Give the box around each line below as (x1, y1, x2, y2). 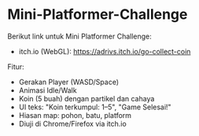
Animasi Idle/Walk (18, 85, 77, 95)
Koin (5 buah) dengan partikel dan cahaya (18, 94, 155, 103)
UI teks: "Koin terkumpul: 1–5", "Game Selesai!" (18, 102, 171, 112)
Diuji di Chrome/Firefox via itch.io (18, 119, 127, 128)
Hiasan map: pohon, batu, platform (18, 110, 131, 119)
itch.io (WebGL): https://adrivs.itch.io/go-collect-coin (18, 46, 191, 56)
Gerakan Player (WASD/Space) (18, 77, 120, 86)
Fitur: (7, 61, 24, 72)
